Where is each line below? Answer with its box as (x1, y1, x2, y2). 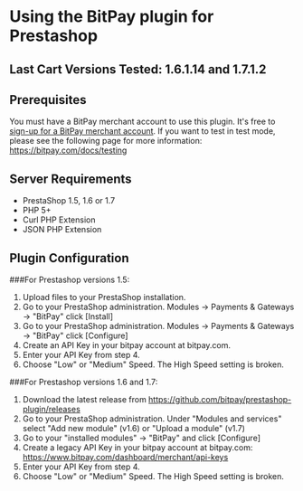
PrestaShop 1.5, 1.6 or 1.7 (22, 195, 116, 206)
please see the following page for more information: (9, 136, 203, 146)
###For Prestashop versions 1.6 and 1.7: (9, 377, 158, 388)
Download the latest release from (22, 394, 147, 405)
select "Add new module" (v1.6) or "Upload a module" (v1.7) (22, 423, 246, 434)
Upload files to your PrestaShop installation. (22, 292, 186, 303)
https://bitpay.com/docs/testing (9, 145, 128, 156)
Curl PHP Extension (22, 214, 96, 225)
